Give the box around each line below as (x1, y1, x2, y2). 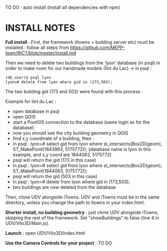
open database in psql (12, 108, 60, 114)
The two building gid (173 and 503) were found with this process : (5, 88, 144, 94)
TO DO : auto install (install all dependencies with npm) (5, 5, 121, 10)
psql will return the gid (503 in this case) (12, 173, 98, 179)
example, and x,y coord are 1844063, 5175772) (12, 152, 112, 158)
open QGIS (12, 113, 36, 119)
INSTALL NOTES (5, 22, 75, 34)
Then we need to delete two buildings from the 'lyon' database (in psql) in (5, 60, 160, 66)
